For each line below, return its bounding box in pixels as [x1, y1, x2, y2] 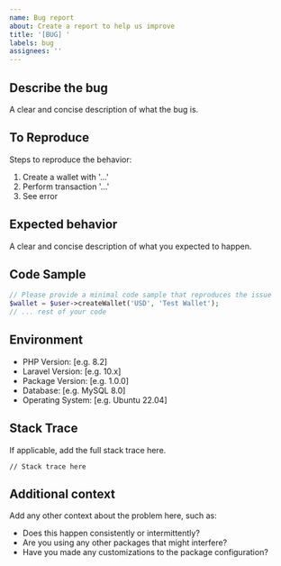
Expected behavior [9, 217, 118, 233]
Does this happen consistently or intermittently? [22, 528, 201, 539]
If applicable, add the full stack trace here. [9, 444, 167, 455]
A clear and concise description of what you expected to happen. [9, 241, 252, 251]
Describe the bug [9, 80, 108, 96]
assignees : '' [9, 47, 63, 56]
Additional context [9, 487, 115, 502]
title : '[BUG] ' [9, 30, 70, 39]
